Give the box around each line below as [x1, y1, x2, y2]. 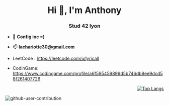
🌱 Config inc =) [12, 34, 45, 40]
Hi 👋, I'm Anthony [47, 5, 122, 16]
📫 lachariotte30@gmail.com [12, 44, 75, 50]
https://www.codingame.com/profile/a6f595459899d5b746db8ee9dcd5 [12, 70, 163, 77]
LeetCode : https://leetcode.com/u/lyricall [12, 55, 100, 62]
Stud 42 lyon [68, 23, 101, 30]
